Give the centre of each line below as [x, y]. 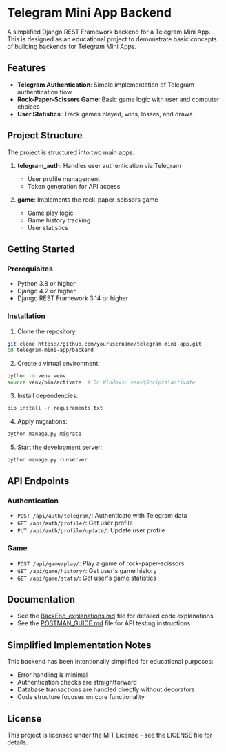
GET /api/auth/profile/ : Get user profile [75, 523]
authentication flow [44, 92]
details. [18, 742]
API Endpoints [38, 481]
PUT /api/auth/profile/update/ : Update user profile [91, 530]
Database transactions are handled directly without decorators [106, 689]
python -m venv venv [37, 376]
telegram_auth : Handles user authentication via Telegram [99, 165]
